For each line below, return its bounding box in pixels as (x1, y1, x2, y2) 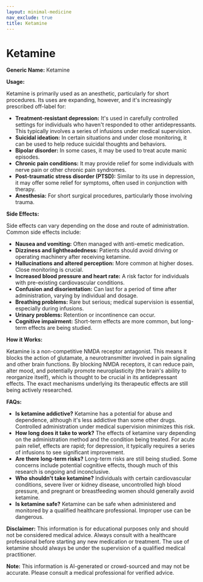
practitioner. (6, 551, 36, 558)
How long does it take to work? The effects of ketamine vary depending (15, 430, 196, 437)
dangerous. (15, 513, 44, 521)
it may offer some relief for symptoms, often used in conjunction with (15, 179, 188, 187)
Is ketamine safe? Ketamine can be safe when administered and (15, 501, 176, 508)
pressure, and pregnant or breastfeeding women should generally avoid (15, 487, 195, 495)
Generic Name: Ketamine (6, 66, 70, 74)
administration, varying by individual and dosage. (15, 292, 138, 300)
